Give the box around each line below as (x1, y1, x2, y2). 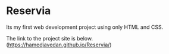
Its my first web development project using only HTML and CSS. (6, 23, 164, 31)
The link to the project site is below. (6, 35, 93, 42)
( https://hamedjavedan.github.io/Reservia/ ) (6, 41, 112, 48)
